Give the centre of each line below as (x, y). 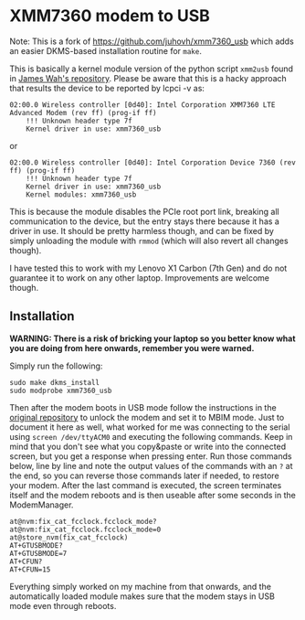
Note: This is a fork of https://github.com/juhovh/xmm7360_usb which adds (152, 41)
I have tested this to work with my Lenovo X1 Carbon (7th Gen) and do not (148, 268)
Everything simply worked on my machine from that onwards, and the (141, 586)
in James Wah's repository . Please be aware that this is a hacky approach (148, 78)
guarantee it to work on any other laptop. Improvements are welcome (139, 278)
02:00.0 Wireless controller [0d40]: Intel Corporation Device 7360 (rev (153, 162)
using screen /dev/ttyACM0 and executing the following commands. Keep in (151, 436)
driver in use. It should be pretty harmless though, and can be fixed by (142, 230)
